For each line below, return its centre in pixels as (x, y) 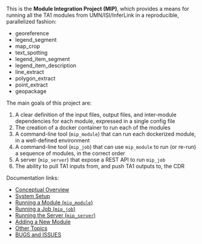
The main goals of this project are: (49, 103)
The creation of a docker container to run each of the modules (93, 127)
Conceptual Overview (42, 190)
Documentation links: (33, 178)
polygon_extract (35, 78)
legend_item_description (46, 65)
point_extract (31, 85)
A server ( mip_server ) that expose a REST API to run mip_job (90, 160)
